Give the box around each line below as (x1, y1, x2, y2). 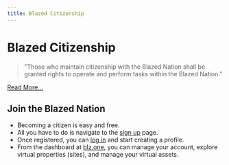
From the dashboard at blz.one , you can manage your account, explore (16, 143, 218, 151)
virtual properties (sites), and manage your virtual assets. (16, 151, 179, 159)
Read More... (7, 83, 43, 91)
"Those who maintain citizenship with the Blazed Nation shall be (23, 63, 206, 71)
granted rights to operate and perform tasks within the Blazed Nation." (23, 69, 223, 78)
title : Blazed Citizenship (7, 10, 84, 17)
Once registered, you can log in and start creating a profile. (16, 135, 184, 144)
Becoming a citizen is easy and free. (16, 121, 120, 129)
